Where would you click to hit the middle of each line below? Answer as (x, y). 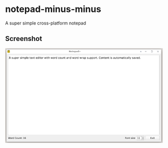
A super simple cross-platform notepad (46, 23)
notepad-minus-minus (53, 9)
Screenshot (24, 39)
